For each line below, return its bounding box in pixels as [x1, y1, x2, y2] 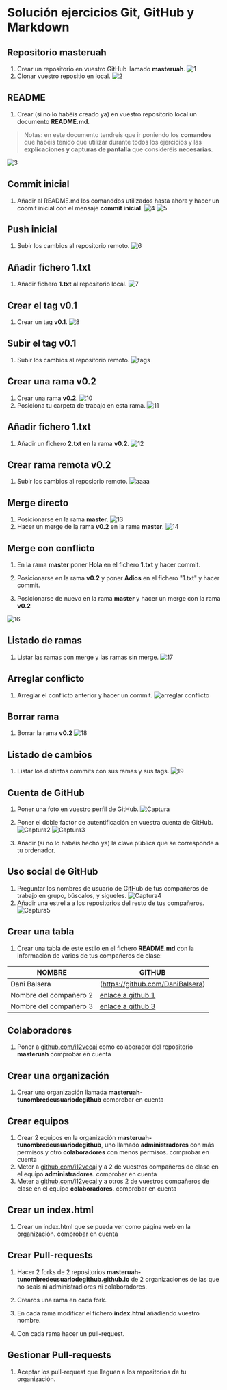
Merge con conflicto [7, 543, 95, 554]
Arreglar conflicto [7, 673, 85, 684]
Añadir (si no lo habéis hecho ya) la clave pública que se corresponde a [16, 839, 219, 847]
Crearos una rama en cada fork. [16, 1295, 107, 1304]
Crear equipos [7, 1115, 70, 1127]
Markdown [7, 19, 70, 35]
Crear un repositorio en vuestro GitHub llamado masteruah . [16, 65, 186, 73]
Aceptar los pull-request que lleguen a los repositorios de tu [16, 1367, 187, 1376]
